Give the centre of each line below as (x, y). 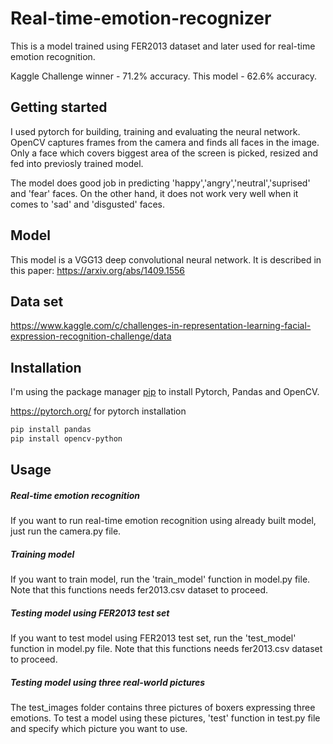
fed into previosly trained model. (77, 163)
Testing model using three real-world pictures (108, 682)
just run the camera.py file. (66, 531)
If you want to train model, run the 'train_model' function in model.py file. (160, 579)
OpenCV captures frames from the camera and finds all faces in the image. (165, 142)
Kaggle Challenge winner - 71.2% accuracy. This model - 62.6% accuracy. (164, 76)
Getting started (59, 107)
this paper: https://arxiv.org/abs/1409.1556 (97, 270)
